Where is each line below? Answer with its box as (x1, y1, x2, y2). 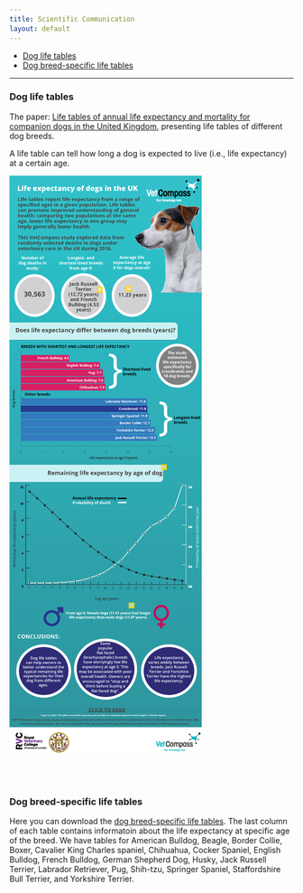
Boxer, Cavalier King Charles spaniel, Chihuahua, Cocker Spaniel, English (9, 845, 281, 856)
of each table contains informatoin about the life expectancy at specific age (9, 825, 290, 836)
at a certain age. (9, 157, 70, 168)
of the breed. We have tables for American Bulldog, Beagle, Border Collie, (9, 835, 282, 846)
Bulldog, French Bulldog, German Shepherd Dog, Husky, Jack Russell (9, 854, 267, 865)
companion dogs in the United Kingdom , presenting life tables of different (9, 120, 283, 131)
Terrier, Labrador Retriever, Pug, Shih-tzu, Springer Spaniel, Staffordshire (9, 864, 281, 875)
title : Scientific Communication (9, 14, 135, 23)
